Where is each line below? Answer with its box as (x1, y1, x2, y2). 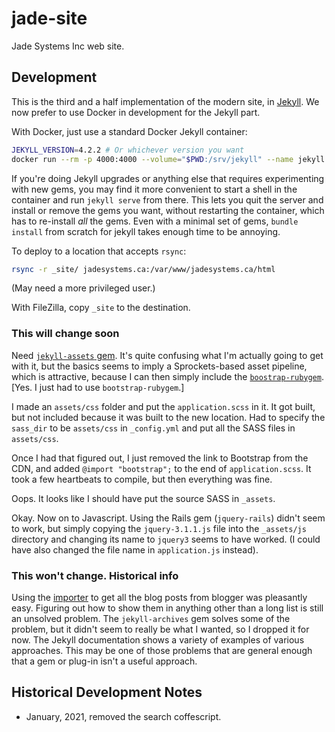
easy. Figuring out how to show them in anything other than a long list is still (11, 602, 324, 614)
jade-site (11, 7, 88, 30)
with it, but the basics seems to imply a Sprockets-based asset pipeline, (11, 360, 308, 372)
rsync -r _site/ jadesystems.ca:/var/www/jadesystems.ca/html (11, 264, 276, 274)
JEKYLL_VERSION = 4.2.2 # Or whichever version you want (11, 145, 245, 155)
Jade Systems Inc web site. (11, 40, 125, 52)
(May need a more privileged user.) (11, 282, 156, 294)
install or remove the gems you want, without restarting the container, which (11, 204, 325, 216)
